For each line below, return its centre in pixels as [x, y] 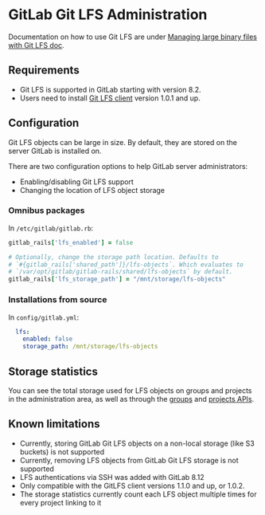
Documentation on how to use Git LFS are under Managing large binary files [132, 37]
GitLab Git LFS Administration [108, 15]
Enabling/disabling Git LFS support [76, 182]
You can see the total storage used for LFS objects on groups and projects [130, 390]
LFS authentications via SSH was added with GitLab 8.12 [112, 477]
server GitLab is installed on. [55, 151]
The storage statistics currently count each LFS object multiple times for [138, 494]
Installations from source [58, 300]
